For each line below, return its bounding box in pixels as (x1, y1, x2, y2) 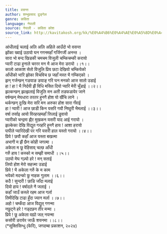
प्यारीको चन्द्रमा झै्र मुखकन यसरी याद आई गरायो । (5, 117, 84, 122)
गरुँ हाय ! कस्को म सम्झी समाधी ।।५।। (5, 150, 70, 156)
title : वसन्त (5, 7, 29, 12)
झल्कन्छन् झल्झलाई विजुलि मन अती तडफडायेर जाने (5, 89, 85, 94)
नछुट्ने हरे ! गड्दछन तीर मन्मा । (5, 206, 56, 212)
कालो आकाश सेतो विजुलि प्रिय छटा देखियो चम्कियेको (5, 67, 86, 72)
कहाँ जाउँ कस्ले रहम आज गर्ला (5, 189, 52, 195)
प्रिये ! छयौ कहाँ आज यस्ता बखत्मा (5, 134, 57, 139)
